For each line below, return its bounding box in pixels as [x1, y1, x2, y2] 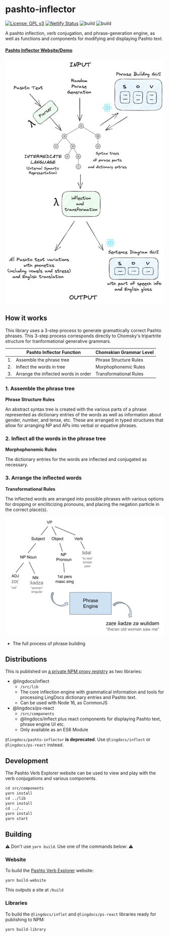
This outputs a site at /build [5, 887, 64, 893]
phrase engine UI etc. [20, 721, 65, 727]
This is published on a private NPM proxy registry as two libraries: [5, 669, 142, 675]
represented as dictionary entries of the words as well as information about [5, 411, 161, 417]
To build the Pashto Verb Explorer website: [5, 868, 94, 874]
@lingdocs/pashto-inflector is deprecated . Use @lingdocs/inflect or [5, 736, 151, 743]
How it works [5, 314, 47, 323]
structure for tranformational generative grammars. [5, 338, 111, 344]
